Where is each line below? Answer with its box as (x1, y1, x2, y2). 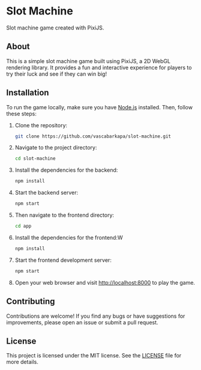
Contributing (6, 296, 55, 307)
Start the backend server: (14, 189, 79, 196)
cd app (14, 223, 32, 229)
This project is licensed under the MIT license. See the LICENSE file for (6, 352, 182, 359)
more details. (6, 359, 39, 366)
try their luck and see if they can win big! (6, 70, 107, 77)
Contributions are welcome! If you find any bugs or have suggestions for (6, 312, 185, 320)
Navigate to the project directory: (14, 144, 97, 151)
